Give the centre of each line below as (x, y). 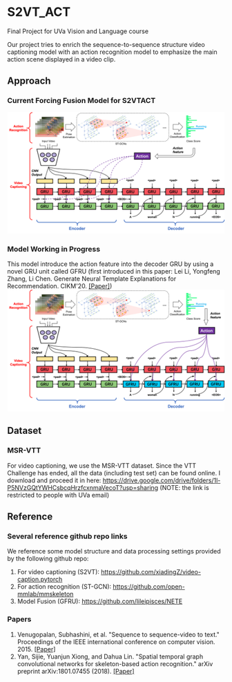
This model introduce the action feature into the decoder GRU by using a (110, 264)
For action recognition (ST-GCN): (64, 587)
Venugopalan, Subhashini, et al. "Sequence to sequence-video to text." (118, 634)
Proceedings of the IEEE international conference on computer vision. (116, 642)
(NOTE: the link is (184, 487)
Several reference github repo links (67, 536)
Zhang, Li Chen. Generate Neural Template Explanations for (92, 279)
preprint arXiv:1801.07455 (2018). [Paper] (76, 671)
